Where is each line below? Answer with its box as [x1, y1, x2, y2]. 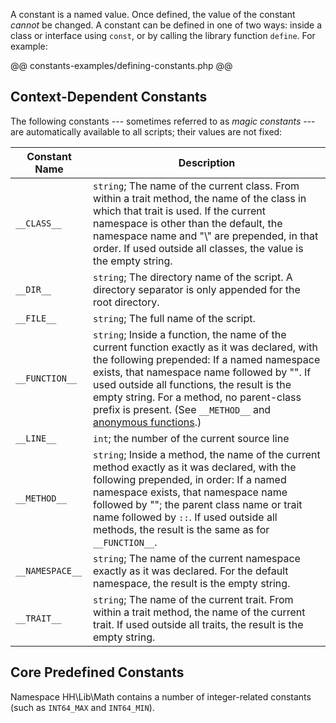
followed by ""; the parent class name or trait [93, 497, 303, 511]
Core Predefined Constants [10, 664, 185, 681]
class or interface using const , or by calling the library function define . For [10, 30, 316, 41]
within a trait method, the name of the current [93, 605, 306, 619]
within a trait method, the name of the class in [93, 191, 307, 205]
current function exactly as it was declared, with [93, 340, 318, 354]
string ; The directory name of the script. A [93, 270, 293, 284]
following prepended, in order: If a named [93, 472, 287, 486]
